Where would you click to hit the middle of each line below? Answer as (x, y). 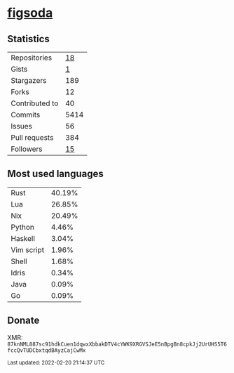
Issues (22, 126)
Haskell (23, 238)
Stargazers (29, 80)
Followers (27, 149)
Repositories (32, 58)
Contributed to (35, 103)
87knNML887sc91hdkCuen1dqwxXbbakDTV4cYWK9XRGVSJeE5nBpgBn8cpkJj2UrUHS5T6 (117, 344)
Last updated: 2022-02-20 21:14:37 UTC (56, 362)
